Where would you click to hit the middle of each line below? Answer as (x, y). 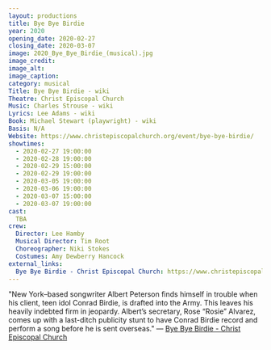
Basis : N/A (27, 129)
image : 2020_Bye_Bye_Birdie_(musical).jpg (81, 53)
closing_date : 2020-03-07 (52, 46)
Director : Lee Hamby (50, 234)
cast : (17, 211)
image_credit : (32, 61)
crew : (17, 226)
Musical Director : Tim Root (63, 242)
